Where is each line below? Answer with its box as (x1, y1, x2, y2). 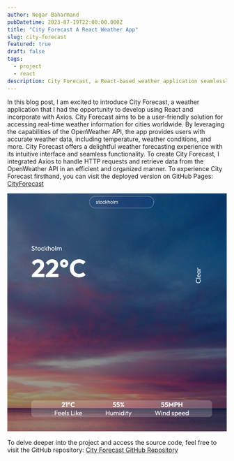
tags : (7, 56, 23, 63)
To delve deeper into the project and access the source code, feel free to (7, 439, 217, 447)
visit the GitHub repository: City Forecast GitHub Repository (7, 446, 179, 454)
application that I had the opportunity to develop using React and (7, 105, 194, 113)
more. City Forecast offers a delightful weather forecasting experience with (7, 142, 223, 150)
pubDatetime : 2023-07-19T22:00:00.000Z (7, 18, 123, 26)
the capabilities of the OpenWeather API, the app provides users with (7, 127, 205, 136)
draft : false (7, 48, 45, 55)
